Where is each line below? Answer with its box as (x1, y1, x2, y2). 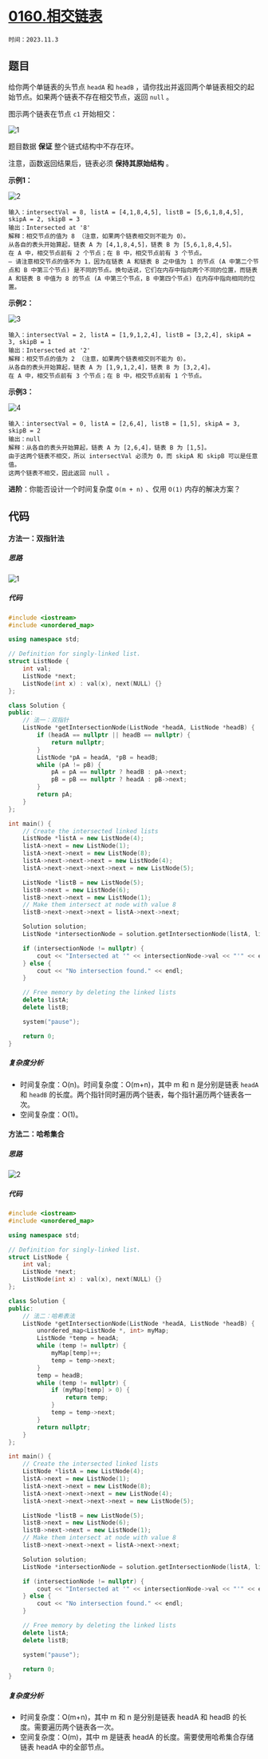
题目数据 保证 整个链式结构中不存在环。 (8, 141, 138, 151)
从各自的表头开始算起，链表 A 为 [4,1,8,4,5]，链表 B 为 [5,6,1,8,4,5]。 (8, 240, 236, 248)
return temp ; (65, 1393, 109, 1401)
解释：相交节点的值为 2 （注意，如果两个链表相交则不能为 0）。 (8, 354, 190, 363)
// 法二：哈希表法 (22, 1312, 76, 1320)
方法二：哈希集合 (8, 1129, 65, 1139)
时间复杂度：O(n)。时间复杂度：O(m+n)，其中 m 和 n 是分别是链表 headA (19, 1079, 259, 1089)
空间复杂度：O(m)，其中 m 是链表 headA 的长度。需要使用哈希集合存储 (19, 1733, 254, 1742)
